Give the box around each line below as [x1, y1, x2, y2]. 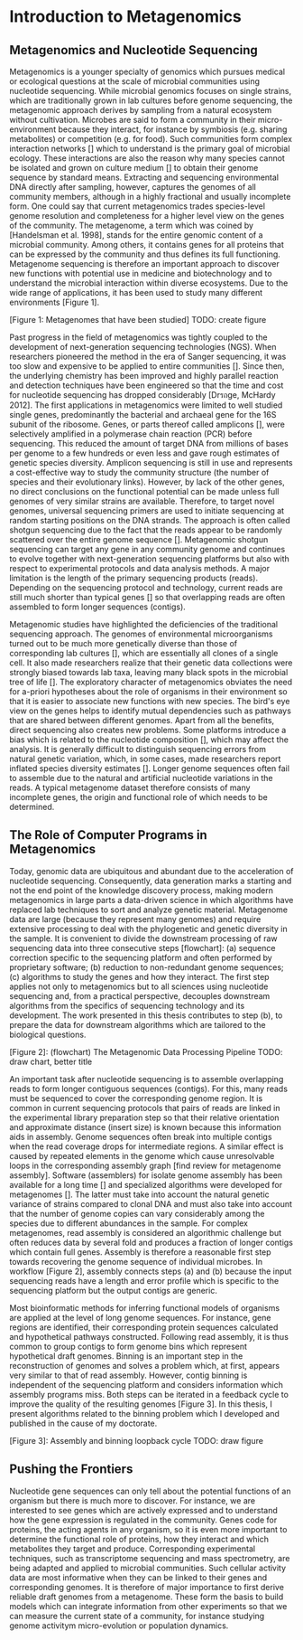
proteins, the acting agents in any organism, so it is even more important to [9, 1523, 288, 1534]
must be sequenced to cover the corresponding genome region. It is [9, 1092, 263, 1104]
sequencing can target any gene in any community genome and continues [9, 544, 286, 554]
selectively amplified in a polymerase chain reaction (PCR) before [9, 429, 252, 439]
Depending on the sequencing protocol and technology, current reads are [9, 582, 283, 593]
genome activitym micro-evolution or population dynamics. [9, 1620, 229, 1631]
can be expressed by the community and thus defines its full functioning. [9, 249, 281, 259]
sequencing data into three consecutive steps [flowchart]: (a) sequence [9, 942, 276, 953]
